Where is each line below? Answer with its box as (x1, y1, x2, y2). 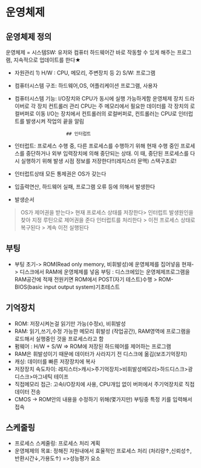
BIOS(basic (14, 283, 43, 291)
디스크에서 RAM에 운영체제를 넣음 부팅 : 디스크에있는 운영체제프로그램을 (19, 268, 190, 275)
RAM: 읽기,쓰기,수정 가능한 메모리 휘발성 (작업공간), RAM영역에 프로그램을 (14, 328, 191, 335)
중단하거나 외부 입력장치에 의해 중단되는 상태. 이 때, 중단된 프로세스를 (25, 150, 189, 157)
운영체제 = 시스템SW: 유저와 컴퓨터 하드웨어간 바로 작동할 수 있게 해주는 (5, 49, 176, 56)
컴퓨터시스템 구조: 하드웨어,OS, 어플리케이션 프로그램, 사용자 (14, 82, 158, 89)
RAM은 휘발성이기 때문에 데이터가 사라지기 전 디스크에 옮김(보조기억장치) (14, 350, 188, 357)
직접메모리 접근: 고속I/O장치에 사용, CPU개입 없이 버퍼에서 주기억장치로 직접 (14, 380, 195, 387)
